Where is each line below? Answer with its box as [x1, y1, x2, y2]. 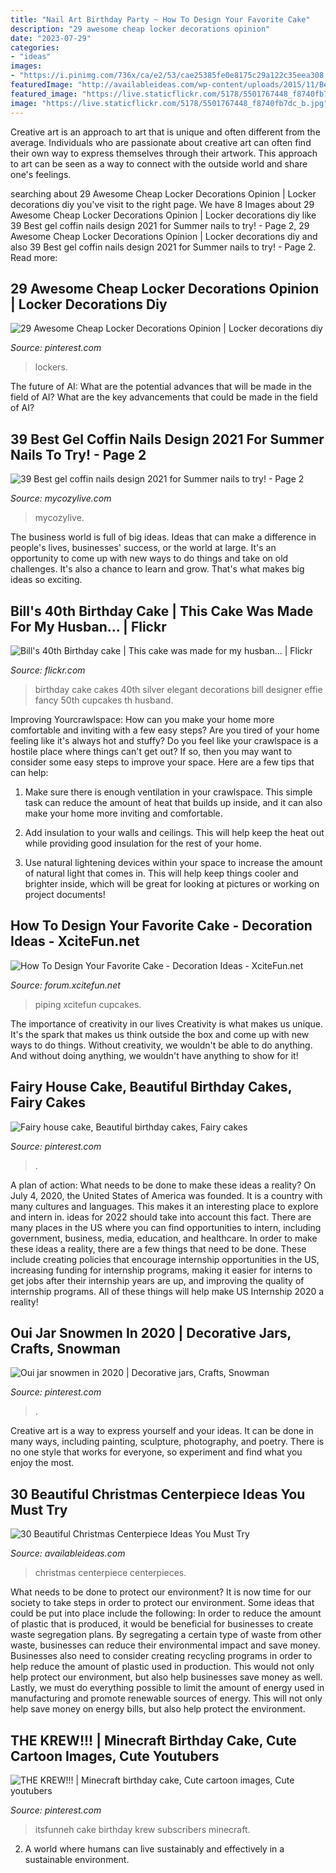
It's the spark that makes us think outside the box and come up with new [10, 1028, 310, 1040]
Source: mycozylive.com [10, 492, 112, 505]
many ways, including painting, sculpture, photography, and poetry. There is [10, 1436, 325, 1448]
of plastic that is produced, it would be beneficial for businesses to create [10, 1618, 314, 1630]
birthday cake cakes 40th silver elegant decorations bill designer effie [34, 683, 323, 695]
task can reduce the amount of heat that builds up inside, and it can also [24, 796, 323, 808]
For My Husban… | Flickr [10, 618, 167, 635]
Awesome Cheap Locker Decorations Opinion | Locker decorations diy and [10, 230, 318, 242]
